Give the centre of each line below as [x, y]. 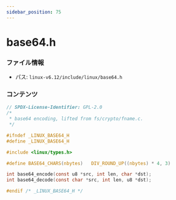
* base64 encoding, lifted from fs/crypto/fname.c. [76, 119]
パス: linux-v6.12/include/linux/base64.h [69, 77]
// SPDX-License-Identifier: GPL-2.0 [54, 108]
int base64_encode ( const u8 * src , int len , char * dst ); [79, 174]
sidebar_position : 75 [34, 12]
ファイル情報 [25, 62]
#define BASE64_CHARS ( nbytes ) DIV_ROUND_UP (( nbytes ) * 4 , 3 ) [89, 163]
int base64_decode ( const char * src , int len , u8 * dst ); [79, 180]
